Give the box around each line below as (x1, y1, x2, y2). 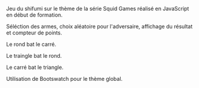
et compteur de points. (6, 29, 63, 36)
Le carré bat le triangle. (6, 64, 64, 71)
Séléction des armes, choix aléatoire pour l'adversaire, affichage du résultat (6, 23, 193, 30)
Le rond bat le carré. (6, 41, 57, 48)
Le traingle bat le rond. (6, 52, 62, 59)
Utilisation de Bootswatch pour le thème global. (6, 76, 123, 82)
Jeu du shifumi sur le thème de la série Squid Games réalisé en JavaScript (6, 5, 189, 12)
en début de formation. (6, 11, 63, 18)
